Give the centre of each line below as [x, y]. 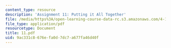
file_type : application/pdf [35, 24]
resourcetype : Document [31, 28]
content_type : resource [31, 10]
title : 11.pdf [20, 33]
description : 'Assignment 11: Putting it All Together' [66, 14]
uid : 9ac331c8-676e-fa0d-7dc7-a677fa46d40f [52, 38]
